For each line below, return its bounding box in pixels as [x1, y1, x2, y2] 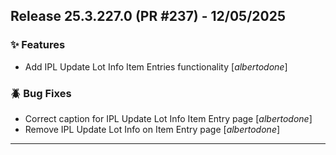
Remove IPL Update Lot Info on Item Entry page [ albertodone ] [24, 123, 281, 135]
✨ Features [10, 38, 66, 52]
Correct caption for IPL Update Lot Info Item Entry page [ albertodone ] [24, 112, 313, 124]
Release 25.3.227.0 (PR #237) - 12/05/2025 [10, 8, 287, 25]
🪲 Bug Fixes [10, 86, 72, 100]
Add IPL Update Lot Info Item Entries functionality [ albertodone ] [24, 60, 288, 73]
